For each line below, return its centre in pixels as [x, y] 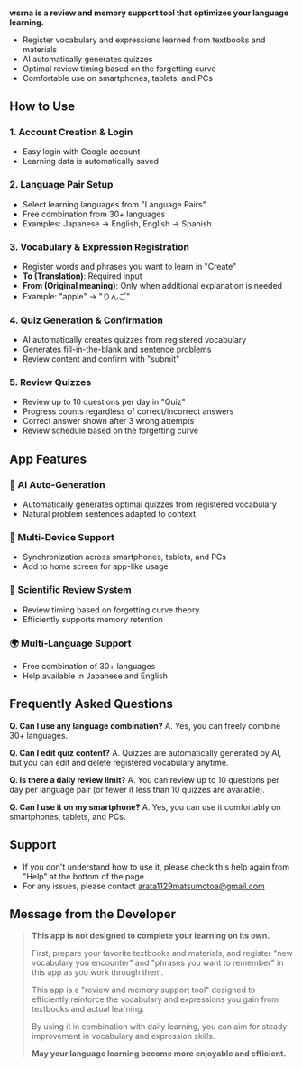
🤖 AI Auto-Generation [57, 484]
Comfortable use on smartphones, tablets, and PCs [118, 78]
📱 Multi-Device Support [62, 538]
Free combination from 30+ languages [94, 214]
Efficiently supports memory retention [93, 619]
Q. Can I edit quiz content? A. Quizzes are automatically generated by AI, [146, 752]
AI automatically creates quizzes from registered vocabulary [134, 340]
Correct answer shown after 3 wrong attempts [108, 421]
